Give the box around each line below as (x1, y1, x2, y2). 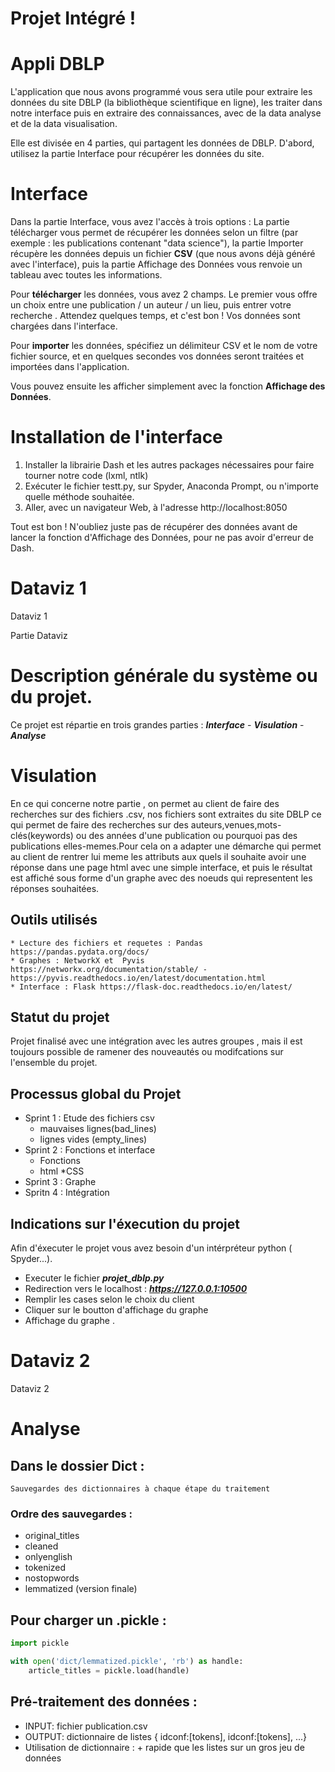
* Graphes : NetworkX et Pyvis (10, 955, 145, 966)
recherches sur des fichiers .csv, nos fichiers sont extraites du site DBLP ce (10, 808, 322, 820)
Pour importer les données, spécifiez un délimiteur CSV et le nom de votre (10, 340, 318, 352)
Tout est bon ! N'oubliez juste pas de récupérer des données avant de (10, 521, 298, 532)
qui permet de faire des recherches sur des (10, 818, 189, 831)
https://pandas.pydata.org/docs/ (10, 947, 150, 957)
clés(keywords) (10, 829, 74, 841)
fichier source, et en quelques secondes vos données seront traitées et (10, 350, 305, 362)
